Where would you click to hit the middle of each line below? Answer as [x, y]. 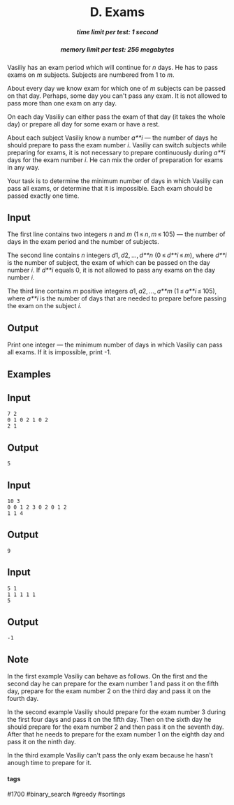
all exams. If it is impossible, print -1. [59, 352]
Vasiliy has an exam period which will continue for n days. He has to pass [113, 67]
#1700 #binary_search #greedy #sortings [66, 795]
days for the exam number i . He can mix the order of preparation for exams [115, 160]
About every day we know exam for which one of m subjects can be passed [116, 88]
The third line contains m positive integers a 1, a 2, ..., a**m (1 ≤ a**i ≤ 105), [112, 291]
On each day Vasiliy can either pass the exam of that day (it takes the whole [116, 117]
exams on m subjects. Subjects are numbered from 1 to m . [91, 75]
